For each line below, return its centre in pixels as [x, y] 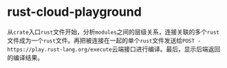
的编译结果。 [25, 57]
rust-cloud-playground [75, 12]
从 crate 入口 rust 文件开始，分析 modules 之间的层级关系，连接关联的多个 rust [113, 32]
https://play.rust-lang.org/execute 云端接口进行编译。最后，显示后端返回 [114, 49]
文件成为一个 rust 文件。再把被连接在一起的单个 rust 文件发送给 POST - [104, 40]
